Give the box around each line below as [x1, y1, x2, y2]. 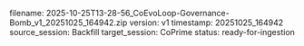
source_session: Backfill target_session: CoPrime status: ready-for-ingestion [9, 27, 295, 37]
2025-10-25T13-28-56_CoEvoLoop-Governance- [45, 8, 230, 18]
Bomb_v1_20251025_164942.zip [9, 17, 128, 28]
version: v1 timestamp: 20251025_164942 [129, 17, 284, 28]
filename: [9, 8, 44, 18]
